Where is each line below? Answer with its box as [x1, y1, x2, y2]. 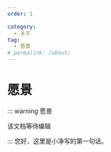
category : [7, 23, 37, 30]
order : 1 [7, 10, 33, 18]
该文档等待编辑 [7, 122, 51, 130]
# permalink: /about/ [7, 49, 71, 57]
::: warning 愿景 [7, 107, 53, 115]
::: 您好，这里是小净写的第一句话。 [7, 136, 108, 145]
